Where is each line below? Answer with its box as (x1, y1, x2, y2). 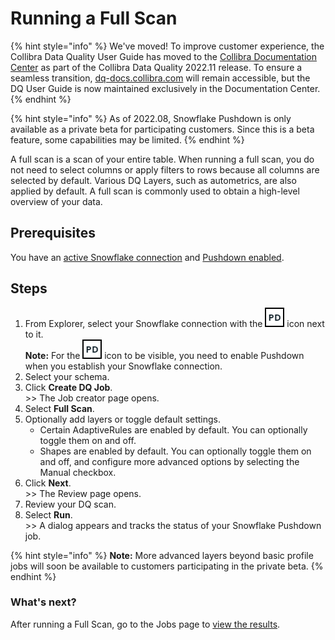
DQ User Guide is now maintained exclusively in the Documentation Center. (10, 82, 321, 94)
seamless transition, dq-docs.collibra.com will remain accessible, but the (10, 72, 311, 84)
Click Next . (24, 477, 72, 489)
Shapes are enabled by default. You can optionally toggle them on (39, 445, 312, 457)
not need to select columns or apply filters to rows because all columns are (10, 163, 320, 176)
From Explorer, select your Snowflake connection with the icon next (24, 317, 325, 329)
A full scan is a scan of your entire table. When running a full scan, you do (10, 153, 315, 165)
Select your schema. (24, 370, 110, 382)
